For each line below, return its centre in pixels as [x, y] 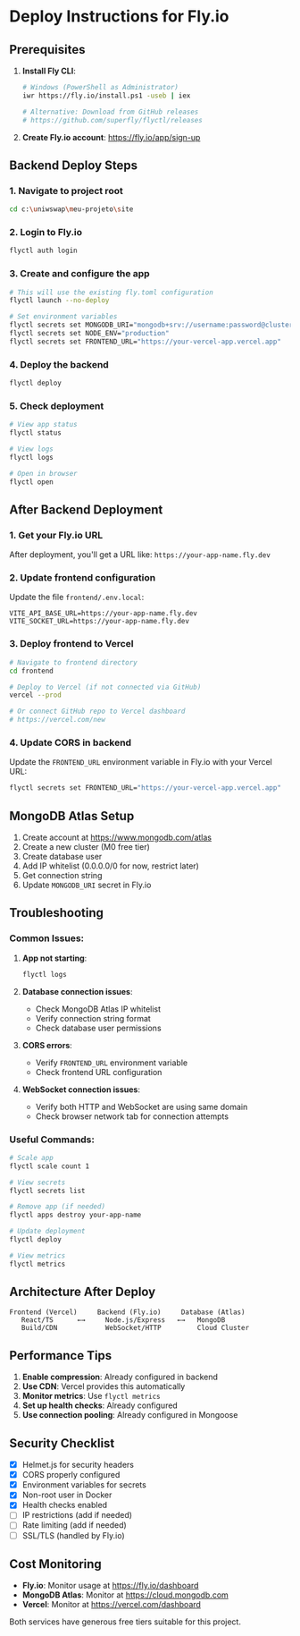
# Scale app [31, 1157]
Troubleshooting [57, 913]
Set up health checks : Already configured [100, 1405]
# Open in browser [43, 473]
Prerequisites [47, 50]
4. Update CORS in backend [71, 742]
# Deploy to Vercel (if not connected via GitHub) [105, 687]
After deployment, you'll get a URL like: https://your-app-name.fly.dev [140, 555]
